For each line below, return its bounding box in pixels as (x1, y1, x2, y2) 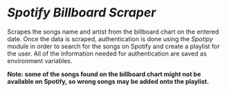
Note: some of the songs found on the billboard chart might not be (7, 70, 201, 78)
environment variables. (7, 56, 73, 65)
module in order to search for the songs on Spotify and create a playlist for (7, 42, 220, 50)
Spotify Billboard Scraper (7, 5, 156, 21)
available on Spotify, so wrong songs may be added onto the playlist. (7, 77, 210, 85)
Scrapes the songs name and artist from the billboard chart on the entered (7, 27, 219, 36)
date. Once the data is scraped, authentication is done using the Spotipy (7, 34, 213, 43)
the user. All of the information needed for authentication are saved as (7, 49, 207, 58)
